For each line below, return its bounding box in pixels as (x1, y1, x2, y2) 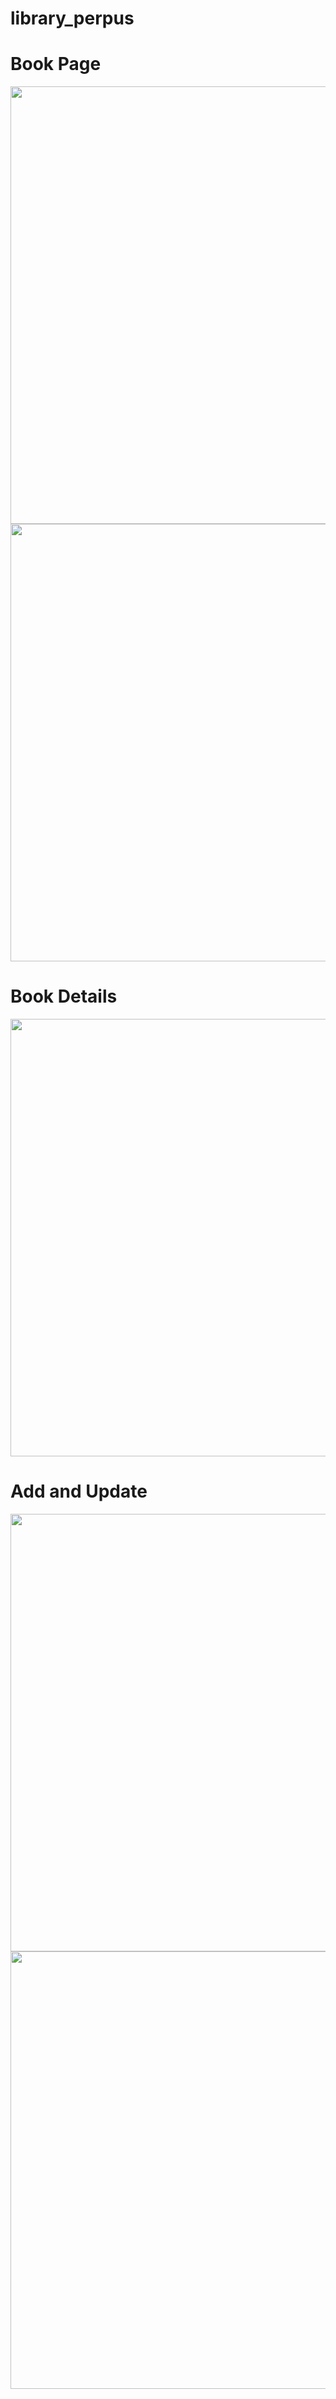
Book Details (10, 985, 118, 1008)
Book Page (10, 53, 102, 76)
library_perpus (10, 7, 135, 30)
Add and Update (10, 1480, 148, 1503)
